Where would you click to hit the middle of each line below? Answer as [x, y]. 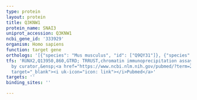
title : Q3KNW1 [23, 22]
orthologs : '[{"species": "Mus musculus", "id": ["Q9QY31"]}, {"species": [99, 55]
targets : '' [21, 77]
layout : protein [26, 17]
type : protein [23, 11]
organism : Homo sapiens [35, 45]
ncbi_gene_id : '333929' [35, 39]
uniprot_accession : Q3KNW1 [39, 34]
